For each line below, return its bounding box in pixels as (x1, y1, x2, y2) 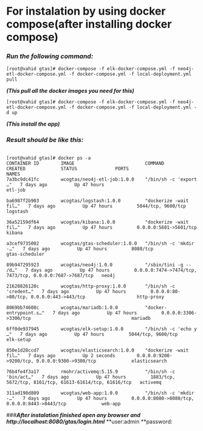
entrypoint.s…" (6, 310, 45, 316)
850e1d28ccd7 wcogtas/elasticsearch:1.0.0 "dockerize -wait (6, 347, 189, 353)
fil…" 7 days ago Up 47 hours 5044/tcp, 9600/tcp (6, 203, 187, 209)
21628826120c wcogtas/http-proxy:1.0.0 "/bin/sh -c (6, 283, 175, 289)
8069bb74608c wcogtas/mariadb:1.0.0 (6, 304, 119, 311)
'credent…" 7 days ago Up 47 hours (6, 288, 126, 294)
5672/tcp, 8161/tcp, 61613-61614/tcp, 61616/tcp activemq (6, 379, 162, 385)
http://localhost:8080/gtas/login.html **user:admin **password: (6, 418, 173, 425)
